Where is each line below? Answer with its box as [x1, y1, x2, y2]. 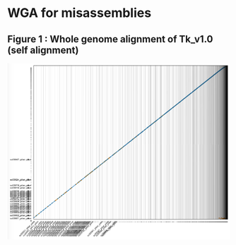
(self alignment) [7, 44, 79, 56]
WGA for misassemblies [7, 5, 152, 21]
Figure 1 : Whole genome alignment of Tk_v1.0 [7, 33, 213, 45]
